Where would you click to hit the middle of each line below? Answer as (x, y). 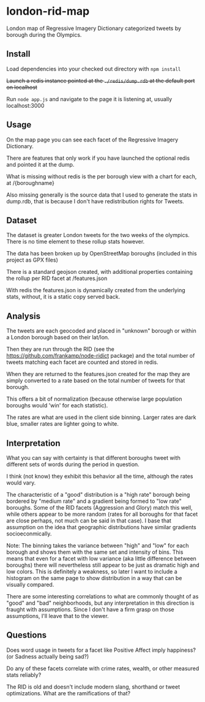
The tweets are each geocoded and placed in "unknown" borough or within (102, 331)
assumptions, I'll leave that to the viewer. (58, 616)
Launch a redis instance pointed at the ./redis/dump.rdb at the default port (101, 80)
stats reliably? (24, 674)
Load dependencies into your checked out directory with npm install (94, 69)
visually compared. (30, 584)
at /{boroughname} (31, 183)
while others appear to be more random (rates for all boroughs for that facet (102, 514)
